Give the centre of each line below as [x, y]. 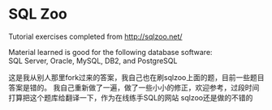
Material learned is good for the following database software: [110, 52]
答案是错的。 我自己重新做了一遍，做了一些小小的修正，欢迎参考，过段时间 [134, 87]
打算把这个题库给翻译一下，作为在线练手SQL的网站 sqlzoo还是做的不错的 [131, 97]
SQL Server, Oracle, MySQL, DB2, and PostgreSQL [93, 61]
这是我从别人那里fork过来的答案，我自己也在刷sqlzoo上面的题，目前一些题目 [137, 77]
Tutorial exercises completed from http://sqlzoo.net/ [95, 36]
